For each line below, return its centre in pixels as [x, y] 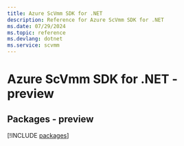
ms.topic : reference [37, 33]
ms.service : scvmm [33, 45]
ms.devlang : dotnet [35, 39]
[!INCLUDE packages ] [38, 135]
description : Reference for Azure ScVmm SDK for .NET [86, 20]
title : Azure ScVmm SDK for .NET [55, 13]
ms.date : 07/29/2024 [37, 26]
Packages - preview [50, 119]
